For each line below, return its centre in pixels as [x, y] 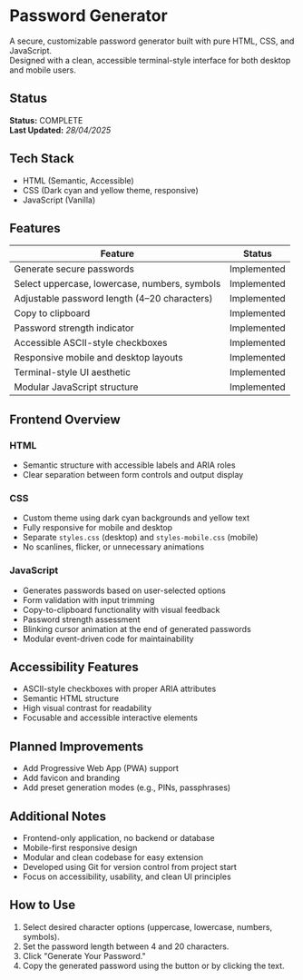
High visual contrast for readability [87, 708]
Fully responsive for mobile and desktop [98, 528]
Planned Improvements [76, 746]
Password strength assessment [81, 619]
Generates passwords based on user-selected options [124, 590]
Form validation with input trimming [88, 599]
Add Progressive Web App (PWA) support [101, 768]
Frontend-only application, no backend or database [118, 838]
